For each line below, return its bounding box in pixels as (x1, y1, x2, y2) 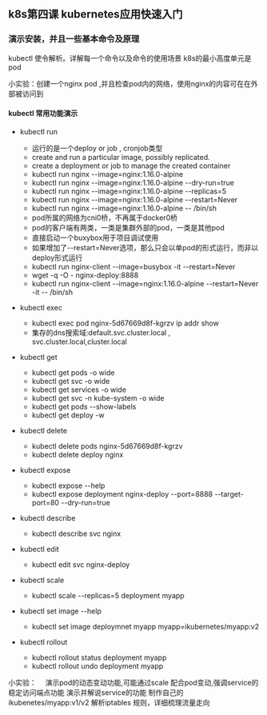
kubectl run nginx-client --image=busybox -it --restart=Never (31, 262, 236, 271)
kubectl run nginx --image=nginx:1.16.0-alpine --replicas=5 (31, 186, 226, 196)
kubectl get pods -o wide (31, 367, 115, 377)
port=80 (31, 497, 60, 507)
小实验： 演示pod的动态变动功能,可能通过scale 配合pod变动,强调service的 (8, 677, 259, 687)
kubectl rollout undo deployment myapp (31, 661, 164, 670)
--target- (214, 489, 244, 498)
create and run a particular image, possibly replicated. (31, 152, 210, 162)
